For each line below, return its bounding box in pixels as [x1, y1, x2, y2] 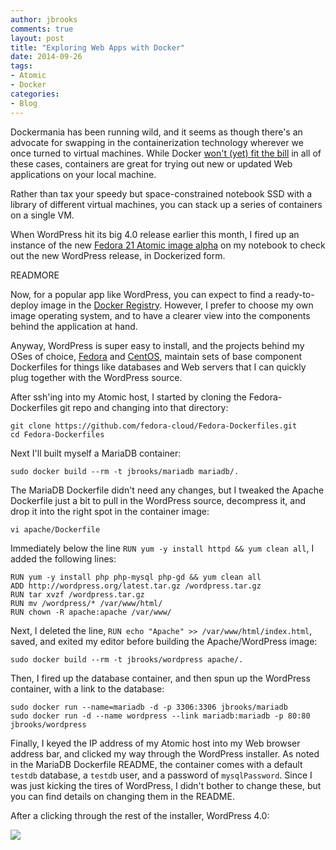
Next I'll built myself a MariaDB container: [10, 447, 182, 459]
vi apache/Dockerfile [10, 524, 101, 535]
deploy [10, 299, 39, 311]
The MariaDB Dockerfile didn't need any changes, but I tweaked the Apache [10, 484, 325, 496]
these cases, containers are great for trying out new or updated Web [10, 157, 293, 170]
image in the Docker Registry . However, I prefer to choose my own [40, 299, 314, 311]
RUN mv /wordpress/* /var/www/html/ [10, 598, 163, 608]
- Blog [10, 98, 38, 108]
